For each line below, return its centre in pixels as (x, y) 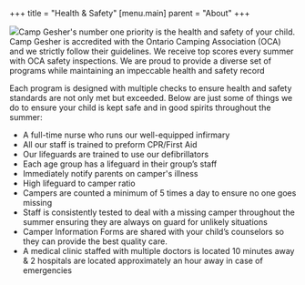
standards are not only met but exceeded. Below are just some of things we (151, 98)
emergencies (47, 270)
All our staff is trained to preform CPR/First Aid (110, 144)
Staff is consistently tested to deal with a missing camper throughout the (159, 212)
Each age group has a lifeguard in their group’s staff (120, 164)
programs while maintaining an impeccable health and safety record (137, 71)
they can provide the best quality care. (95, 241)
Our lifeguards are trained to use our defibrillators (116, 154)
